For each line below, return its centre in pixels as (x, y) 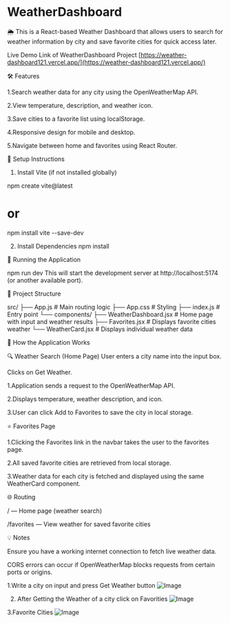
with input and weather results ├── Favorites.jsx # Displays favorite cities (112, 321)
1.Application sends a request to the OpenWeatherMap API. (91, 385)
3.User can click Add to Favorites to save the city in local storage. (100, 412)
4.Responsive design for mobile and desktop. (71, 132)
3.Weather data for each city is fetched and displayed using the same (106, 476)
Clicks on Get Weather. (40, 372)
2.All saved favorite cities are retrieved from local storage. (89, 463)
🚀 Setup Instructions (36, 159)
